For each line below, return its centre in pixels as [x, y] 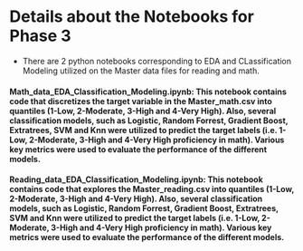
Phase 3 [40, 36]
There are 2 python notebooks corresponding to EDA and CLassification [157, 61]
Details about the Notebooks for [132, 17]
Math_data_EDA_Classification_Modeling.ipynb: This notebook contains [148, 92]
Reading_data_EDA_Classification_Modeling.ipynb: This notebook [137, 179]
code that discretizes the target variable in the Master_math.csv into [141, 101]
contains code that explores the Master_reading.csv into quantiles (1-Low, [152, 189]
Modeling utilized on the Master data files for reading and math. [141, 71]
